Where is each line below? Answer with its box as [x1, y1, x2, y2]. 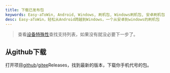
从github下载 [5, 48, 47, 56]
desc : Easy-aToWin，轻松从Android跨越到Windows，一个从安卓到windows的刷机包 [5, 17, 160, 22]
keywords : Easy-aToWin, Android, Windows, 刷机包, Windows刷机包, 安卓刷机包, [5, 12, 167, 17]
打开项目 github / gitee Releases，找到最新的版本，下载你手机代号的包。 [5, 62, 152, 68]
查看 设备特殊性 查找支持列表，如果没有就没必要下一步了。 [17, 31, 138, 38]
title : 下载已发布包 [5, 7, 44, 13]
